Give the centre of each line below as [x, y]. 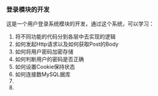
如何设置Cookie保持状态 [45, 67]
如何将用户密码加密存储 [44, 52]
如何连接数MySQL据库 [43, 74]
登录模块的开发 [28, 9]
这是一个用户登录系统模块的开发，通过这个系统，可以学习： [80, 24]
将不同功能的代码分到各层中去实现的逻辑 [65, 37]
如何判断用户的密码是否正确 [49, 59]
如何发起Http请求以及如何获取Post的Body [67, 44]
